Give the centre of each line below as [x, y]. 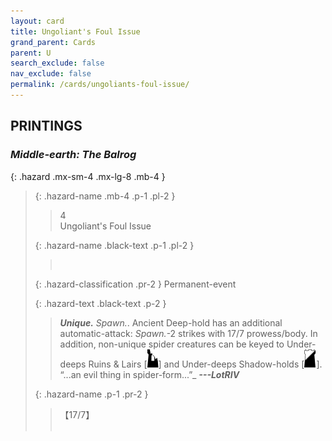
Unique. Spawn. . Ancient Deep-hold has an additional [171, 322]
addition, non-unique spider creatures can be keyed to [172, 344]
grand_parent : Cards [53, 42]
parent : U [31, 53]
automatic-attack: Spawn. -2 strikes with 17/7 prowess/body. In [188, 333]
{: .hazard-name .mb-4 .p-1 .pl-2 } [105, 196]
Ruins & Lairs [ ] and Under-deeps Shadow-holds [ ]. [205, 364]
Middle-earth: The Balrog [73, 155]
